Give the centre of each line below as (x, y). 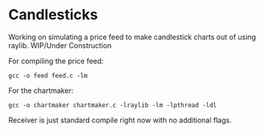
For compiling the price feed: (56, 61)
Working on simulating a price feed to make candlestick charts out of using (132, 37)
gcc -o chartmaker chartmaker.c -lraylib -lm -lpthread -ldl (113, 105)
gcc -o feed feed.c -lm (48, 75)
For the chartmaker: (41, 91)
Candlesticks (53, 15)
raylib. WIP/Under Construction (60, 45)
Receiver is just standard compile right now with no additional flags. (120, 120)
